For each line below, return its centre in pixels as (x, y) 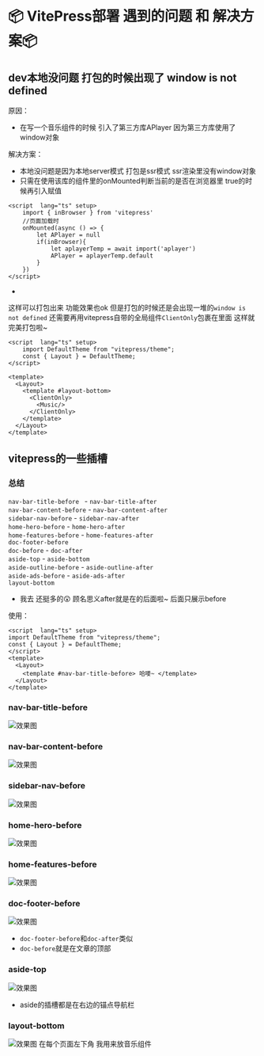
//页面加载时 (41, 221)
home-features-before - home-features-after (81, 535)
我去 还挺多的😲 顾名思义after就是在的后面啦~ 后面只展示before (123, 598)
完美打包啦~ (28, 327)
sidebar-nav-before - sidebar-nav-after (74, 518)
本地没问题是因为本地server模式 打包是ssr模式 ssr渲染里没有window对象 (138, 171)
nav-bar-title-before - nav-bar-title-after (83, 501)
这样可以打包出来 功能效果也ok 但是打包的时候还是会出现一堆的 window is (127, 307)
